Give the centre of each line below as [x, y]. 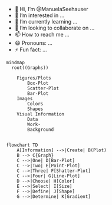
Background [41, 130]
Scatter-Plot [43, 88]
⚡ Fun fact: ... [31, 49]
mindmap [16, 62]
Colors [35, 104]
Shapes [35, 109]
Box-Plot [38, 83]
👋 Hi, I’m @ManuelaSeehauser [51, 9]
